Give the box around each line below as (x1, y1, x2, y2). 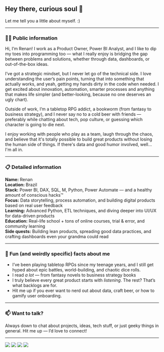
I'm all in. (5, 147, 23, 153)
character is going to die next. (5, 122, 65, 127)
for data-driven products (5, 213, 55, 219)
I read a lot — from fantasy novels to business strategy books (12, 272, 136, 278)
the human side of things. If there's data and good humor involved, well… (5, 142, 152, 147)
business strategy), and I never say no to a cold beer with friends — (5, 111, 142, 117)
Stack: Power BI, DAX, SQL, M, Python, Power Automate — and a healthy (5, 187, 152, 193)
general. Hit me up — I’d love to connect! (5, 328, 87, 333)
